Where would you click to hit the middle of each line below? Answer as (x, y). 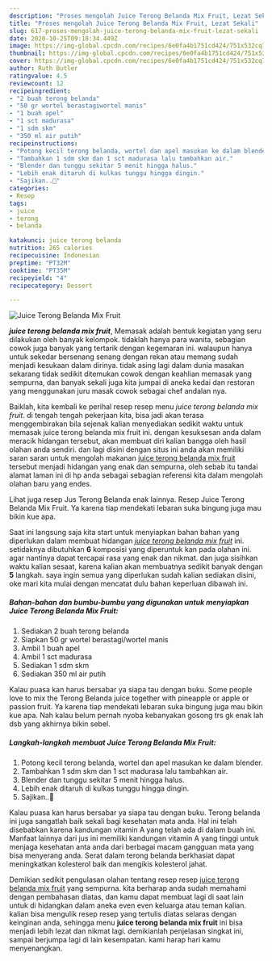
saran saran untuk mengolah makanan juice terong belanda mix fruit (122, 458)
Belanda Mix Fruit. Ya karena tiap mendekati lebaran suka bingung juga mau (135, 508)
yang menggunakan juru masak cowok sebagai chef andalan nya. (118, 391)
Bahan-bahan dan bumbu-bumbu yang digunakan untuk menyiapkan (129, 602)
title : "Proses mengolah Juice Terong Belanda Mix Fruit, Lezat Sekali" (134, 23)
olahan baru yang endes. (50, 484)
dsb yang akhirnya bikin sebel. (60, 724)
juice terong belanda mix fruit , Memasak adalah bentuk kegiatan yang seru (135, 331)
